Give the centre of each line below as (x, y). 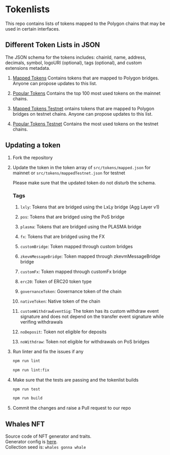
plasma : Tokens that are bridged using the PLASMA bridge (81, 226)
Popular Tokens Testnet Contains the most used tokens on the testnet (86, 124)
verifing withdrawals (42, 322)
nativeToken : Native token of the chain (60, 301)
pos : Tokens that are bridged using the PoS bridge (72, 217)
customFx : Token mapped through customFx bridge (73, 272)
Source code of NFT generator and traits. (48, 436)
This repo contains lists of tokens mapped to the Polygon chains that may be (85, 23)
